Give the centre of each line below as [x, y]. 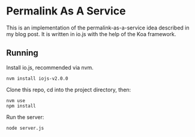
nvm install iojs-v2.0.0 [37, 78]
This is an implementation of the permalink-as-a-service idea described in [98, 28]
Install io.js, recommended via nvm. [50, 67]
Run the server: [25, 117]
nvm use [16, 100]
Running [22, 53]
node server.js [25, 128]
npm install [21, 106]
